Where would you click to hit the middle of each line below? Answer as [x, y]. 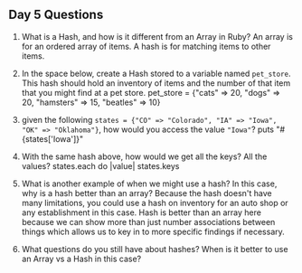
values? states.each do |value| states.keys [100, 165]
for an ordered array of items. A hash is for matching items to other [146, 46]
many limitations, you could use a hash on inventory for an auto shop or [155, 202]
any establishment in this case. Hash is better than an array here [141, 212]
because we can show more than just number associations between [148, 221]
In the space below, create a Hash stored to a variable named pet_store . [156, 73]
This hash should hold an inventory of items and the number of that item [156, 83]
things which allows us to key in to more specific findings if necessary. [153, 231]
